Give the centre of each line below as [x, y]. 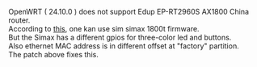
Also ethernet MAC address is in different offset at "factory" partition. [124, 46]
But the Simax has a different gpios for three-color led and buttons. [120, 37]
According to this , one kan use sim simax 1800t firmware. [104, 29]
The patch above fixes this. [53, 54]
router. [19, 20]
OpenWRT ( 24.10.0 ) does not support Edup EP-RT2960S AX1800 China [128, 12]
